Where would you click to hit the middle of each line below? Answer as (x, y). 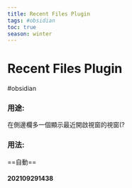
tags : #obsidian (31, 21)
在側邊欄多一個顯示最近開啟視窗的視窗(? (66, 125)
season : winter (30, 34)
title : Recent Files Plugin (49, 14)
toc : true (22, 27)
